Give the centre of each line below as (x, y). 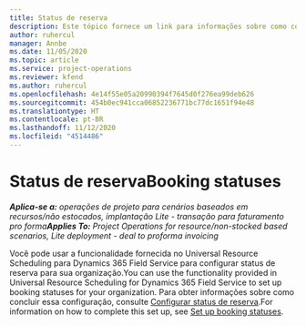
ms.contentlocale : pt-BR (56, 119)
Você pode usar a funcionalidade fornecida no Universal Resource (134, 253)
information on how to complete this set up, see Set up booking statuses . (147, 311)
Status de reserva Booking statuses (145, 182)
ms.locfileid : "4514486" (56, 137)
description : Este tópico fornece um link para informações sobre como (148, 26)
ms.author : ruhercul (49, 86)
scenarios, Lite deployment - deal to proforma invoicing (114, 235)
